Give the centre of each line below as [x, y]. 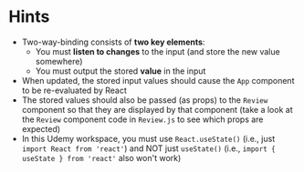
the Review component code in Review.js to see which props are [142, 119]
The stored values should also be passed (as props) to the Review [145, 100]
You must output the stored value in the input [121, 71]
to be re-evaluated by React [74, 90]
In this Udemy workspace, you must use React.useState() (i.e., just [148, 138]
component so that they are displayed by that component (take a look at [157, 109]
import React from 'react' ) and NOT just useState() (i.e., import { [148, 148]
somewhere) [59, 61]
